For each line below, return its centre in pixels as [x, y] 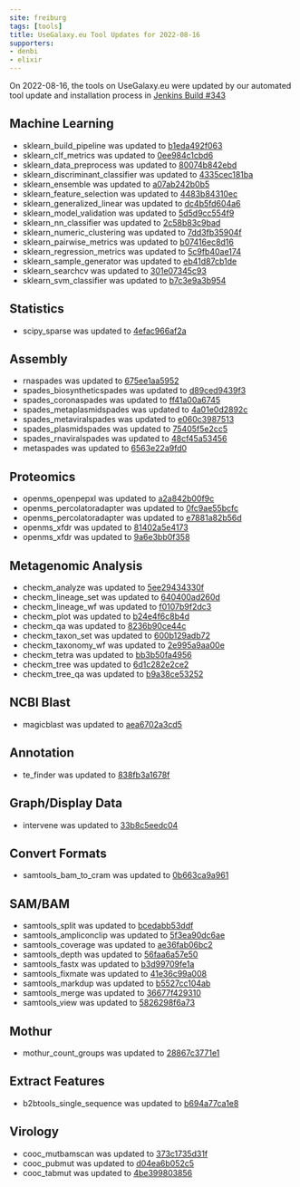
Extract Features [58, 1081]
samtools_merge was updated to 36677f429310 [112, 993]
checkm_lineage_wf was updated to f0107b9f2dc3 [117, 607]
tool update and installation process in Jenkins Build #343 [118, 95]
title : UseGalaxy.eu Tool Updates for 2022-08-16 [105, 34]
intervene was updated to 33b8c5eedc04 [100, 825]
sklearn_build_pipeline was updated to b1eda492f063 [122, 145]
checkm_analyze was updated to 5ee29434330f [113, 588]
